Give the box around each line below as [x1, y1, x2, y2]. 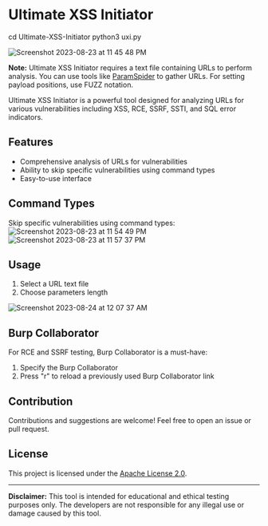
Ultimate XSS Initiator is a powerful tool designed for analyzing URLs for [8, 95, 245, 105]
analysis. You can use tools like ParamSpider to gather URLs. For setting [8, 71, 246, 81]
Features [8, 136, 53, 149]
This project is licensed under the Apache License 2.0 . [8, 469, 187, 478]
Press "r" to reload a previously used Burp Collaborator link [19, 371, 215, 381]
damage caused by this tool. [8, 508, 101, 518]
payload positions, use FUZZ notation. [8, 80, 134, 89]
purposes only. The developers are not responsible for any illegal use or [8, 500, 245, 509]
